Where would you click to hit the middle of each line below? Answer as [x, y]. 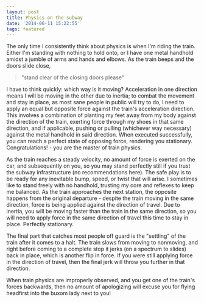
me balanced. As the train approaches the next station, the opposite [91, 192]
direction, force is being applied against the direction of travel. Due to [93, 205]
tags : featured [26, 29]
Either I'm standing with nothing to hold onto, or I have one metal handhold [100, 53]
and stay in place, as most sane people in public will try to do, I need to [95, 102]
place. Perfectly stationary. [40, 224]
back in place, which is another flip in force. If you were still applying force [100, 255]
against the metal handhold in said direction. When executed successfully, [100, 135]
